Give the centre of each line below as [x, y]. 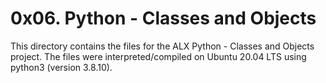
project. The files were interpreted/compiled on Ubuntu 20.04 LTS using [158, 56]
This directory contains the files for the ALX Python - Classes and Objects [162, 46]
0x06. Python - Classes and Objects [163, 18]
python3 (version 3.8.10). [61, 67]
